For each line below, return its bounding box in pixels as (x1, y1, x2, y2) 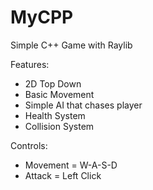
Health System (24, 109, 86, 121)
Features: (10, 58, 50, 70)
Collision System (24, 120, 95, 132)
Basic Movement (24, 88, 95, 100)
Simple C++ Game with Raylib (10, 39, 133, 51)
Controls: (10, 139, 48, 151)
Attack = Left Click (24, 169, 102, 181)
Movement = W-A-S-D (24, 159, 118, 171)
